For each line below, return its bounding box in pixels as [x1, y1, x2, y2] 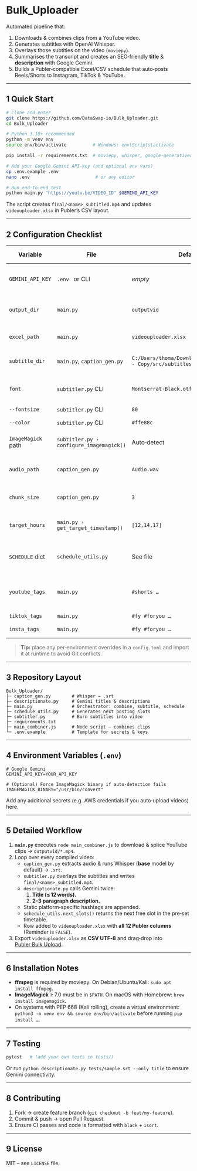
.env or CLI [56, 275, 91, 283]
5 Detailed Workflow [6, 826, 82, 836]
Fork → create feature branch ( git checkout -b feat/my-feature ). [14, 1109, 174, 1116]
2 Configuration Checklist [6, 229, 103, 239]
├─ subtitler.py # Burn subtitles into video [6, 713, 143, 720]
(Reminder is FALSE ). [23, 928, 72, 935]
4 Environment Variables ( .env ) [6, 751, 122, 761]
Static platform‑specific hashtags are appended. [23, 903, 141, 910]
